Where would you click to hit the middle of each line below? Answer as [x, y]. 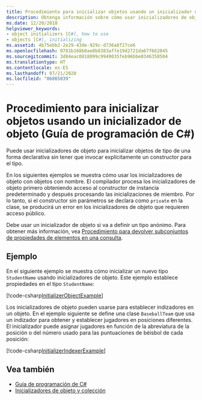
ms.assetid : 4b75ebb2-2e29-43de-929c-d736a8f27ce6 [71, 46]
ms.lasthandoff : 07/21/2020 [41, 73]
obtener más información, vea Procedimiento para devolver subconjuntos [97, 231]
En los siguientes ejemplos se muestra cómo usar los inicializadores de [94, 175]
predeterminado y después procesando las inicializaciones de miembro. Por [100, 194]
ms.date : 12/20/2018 [32, 23]
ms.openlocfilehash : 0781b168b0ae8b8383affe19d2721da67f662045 [87, 51]
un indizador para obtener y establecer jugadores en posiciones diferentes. [99, 320]
